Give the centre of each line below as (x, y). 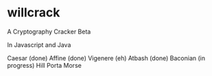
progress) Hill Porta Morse (45, 65)
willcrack (34, 13)
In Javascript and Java (39, 45)
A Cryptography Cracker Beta (49, 31)
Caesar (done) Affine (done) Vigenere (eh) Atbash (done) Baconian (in (106, 58)
